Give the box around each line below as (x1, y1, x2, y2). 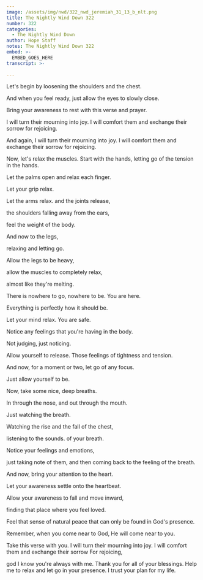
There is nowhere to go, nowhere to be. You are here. (6, 292, 141, 300)
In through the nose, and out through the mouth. (6, 399, 128, 406)
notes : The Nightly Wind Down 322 (6, 44, 95, 50)
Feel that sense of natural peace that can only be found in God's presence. (6, 518, 195, 525)
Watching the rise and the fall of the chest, (6, 423, 114, 430)
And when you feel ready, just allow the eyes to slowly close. (6, 94, 160, 102)
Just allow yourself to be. (6, 375, 70, 383)
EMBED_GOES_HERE (12, 55, 53, 61)
